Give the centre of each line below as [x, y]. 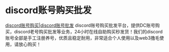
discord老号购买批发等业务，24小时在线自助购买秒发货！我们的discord [88, 31]
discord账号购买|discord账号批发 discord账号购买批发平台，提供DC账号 [80, 25]
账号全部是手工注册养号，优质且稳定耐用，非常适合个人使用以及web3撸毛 [82, 38]
